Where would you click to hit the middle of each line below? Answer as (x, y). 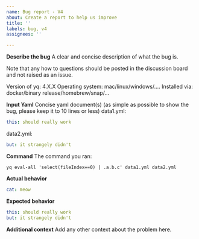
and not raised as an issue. (40, 75)
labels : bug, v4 (27, 29)
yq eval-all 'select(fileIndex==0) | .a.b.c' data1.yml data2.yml (91, 167)
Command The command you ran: (49, 156)
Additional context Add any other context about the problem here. (89, 229)
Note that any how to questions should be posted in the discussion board (97, 69)
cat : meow (19, 190)
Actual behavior (27, 178)
